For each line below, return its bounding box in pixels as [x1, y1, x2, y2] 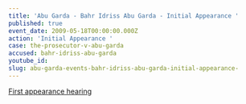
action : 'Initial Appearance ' [8, 34, 113, 43]
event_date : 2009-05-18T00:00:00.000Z [8, 27, 138, 35]
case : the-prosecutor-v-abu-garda [8, 42, 125, 50]
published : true [8, 19, 63, 27]
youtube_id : [8, 57, 48, 65]
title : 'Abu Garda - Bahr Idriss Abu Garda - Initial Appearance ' [8, 11, 240, 20]
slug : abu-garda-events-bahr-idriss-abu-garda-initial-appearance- [8, 64, 240, 73]
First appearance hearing [8, 86, 92, 96]
